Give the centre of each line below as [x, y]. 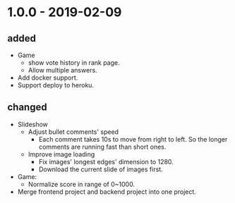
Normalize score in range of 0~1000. [82, 184]
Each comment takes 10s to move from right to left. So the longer [133, 139]
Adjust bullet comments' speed [73, 132]
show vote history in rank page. [74, 63]
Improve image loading [61, 154]
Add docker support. [48, 78]
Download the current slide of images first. [101, 169]
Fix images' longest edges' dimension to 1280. [106, 161]
